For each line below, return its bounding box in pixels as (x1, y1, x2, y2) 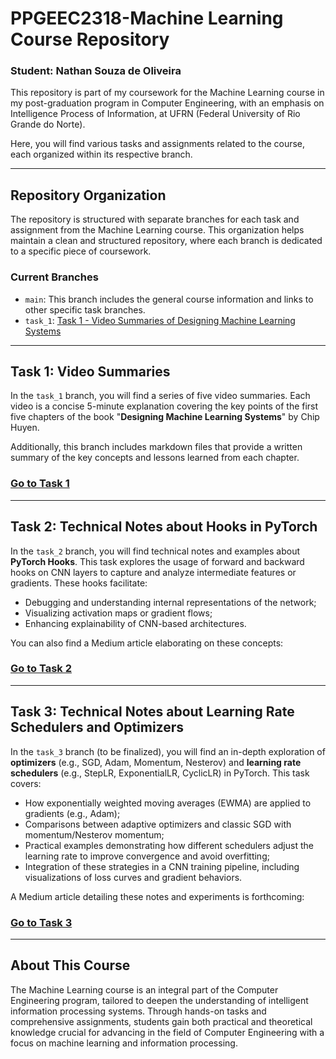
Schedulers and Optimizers (10, 719, 185, 736)
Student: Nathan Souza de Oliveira (10, 64, 182, 78)
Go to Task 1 (10, 477, 70, 491)
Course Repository (10, 28, 170, 51)
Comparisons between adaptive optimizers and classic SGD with (24, 818, 292, 830)
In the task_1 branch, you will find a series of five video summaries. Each (10, 390, 311, 402)
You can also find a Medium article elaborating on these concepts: (10, 637, 284, 649)
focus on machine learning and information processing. (10, 1037, 238, 1049)
